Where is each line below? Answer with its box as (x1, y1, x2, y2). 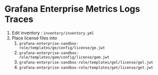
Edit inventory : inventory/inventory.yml (11, 30, 94, 36)
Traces (4, 14, 34, 25)
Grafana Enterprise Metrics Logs (4, 3, 140, 15)
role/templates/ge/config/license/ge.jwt (19, 45, 105, 50)
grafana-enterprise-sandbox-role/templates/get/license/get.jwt (19, 65, 154, 70)
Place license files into (11, 35, 57, 41)
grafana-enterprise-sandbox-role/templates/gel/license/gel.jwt (19, 60, 154, 65)
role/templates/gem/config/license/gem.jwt (19, 55, 110, 59)
